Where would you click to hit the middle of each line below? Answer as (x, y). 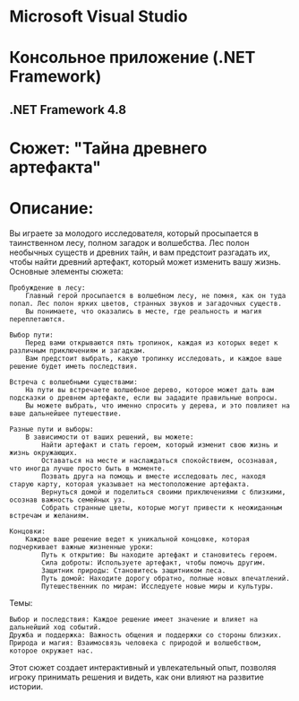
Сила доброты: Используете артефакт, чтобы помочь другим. (154, 563)
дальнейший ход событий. (56, 627)
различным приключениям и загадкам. (77, 350)
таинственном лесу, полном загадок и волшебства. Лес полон (129, 242)
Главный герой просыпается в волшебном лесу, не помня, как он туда (156, 295)
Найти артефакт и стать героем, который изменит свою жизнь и (160, 445)
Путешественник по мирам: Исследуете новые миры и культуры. (158, 586)
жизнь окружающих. (43, 452)
